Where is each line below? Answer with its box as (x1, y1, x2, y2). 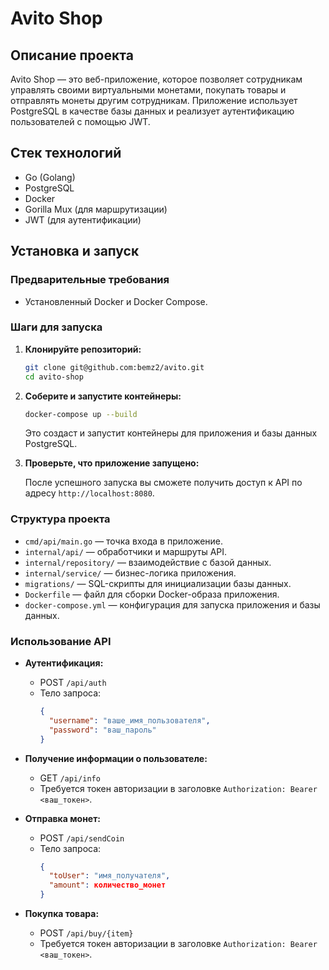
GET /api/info (39, 772, 101, 784)
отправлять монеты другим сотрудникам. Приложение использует (10, 95, 298, 106)
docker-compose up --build (24, 409, 138, 419)
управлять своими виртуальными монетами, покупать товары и (10, 84, 287, 96)
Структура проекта (10, 512, 111, 526)
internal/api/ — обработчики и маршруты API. (24, 545, 228, 557)
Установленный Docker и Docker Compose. (24, 295, 208, 307)
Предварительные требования (10, 273, 170, 287)
